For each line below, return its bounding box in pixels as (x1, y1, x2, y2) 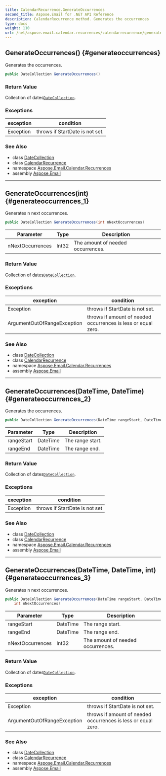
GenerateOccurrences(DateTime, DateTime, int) (5, 566, 157, 574)
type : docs (5, 21, 28, 26)
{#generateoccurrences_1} (5, 197, 89, 205)
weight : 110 (5, 26, 30, 31)
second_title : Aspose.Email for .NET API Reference (5, 12, 114, 17)
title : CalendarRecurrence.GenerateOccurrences (5, 7, 105, 12)
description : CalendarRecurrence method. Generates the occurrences (5, 16, 149, 21)
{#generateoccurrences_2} (5, 394, 91, 403)
